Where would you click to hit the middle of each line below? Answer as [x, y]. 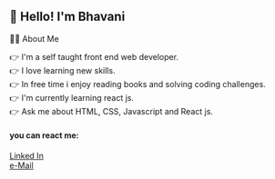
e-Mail [21, 165]
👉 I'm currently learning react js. [72, 97]
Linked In [26, 156]
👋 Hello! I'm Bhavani [67, 17]
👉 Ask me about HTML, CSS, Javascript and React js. [112, 111]
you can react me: [44, 135]
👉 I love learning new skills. [62, 70]
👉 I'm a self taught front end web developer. [94, 56]
